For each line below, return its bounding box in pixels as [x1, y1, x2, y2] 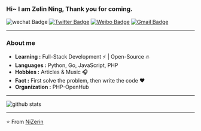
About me [6, 39, 36, 47]
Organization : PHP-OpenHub [14, 83, 89, 90]
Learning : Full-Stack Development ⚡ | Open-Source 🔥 [14, 53, 150, 60]
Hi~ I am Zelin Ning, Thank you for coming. [6, 5, 133, 13]
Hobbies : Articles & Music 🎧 [14, 68, 89, 75]
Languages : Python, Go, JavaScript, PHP [14, 62, 118, 69]
